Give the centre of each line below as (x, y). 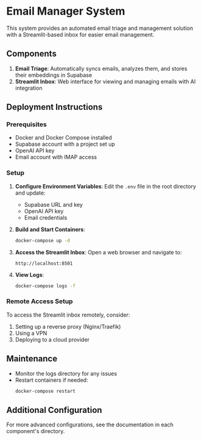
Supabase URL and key (54, 204)
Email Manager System (66, 11)
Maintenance (32, 359)
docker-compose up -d (42, 240)
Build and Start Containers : (50, 229)
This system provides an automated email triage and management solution (100, 28)
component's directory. (36, 431)
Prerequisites (26, 124)
